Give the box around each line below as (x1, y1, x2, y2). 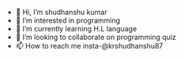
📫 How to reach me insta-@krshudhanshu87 (15, 42, 163, 50)
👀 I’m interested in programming (15, 16, 121, 25)
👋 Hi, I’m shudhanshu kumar (15, 8, 108, 16)
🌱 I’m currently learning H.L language (15, 24, 137, 33)
